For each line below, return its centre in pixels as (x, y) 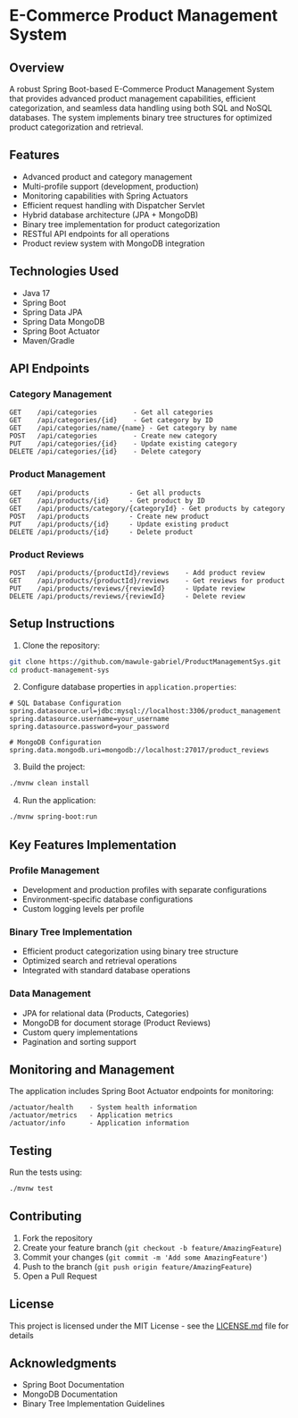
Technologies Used (64, 272)
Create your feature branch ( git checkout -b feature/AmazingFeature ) (152, 1247)
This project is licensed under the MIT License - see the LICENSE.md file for (149, 1326)
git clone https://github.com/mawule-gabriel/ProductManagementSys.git (145, 662)
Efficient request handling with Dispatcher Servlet (113, 205)
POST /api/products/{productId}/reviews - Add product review (137, 573)
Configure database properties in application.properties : (129, 687)
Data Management (50, 994)
